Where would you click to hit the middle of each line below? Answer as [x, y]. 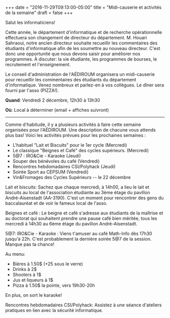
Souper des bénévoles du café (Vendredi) [56, 161]
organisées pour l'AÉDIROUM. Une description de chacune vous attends [80, 130]
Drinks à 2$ [25, 269]
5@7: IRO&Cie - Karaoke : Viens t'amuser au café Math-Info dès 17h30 [79, 234]
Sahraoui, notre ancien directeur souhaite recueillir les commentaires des [81, 43]
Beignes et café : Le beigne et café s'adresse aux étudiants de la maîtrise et [84, 213]
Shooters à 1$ [27, 275]
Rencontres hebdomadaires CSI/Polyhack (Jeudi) [64, 167]
